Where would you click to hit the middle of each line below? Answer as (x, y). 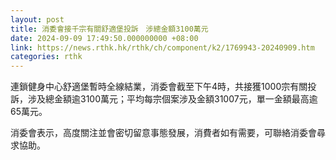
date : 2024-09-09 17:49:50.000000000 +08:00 (104, 38)
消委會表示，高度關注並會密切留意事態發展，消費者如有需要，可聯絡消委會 (163, 133)
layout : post (37, 19)
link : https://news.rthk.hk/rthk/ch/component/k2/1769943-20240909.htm (162, 47)
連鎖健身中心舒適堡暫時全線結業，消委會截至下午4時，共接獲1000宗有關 (159, 87)
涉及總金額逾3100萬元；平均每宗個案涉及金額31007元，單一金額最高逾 (172, 99)
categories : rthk (46, 57)
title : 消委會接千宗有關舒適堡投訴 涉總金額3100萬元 (109, 29)
